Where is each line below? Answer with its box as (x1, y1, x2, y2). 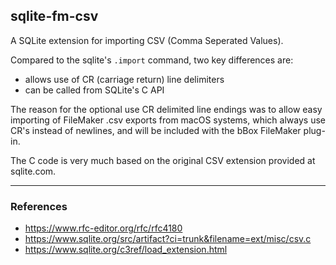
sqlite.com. (10, 165, 57, 177)
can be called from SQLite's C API (24, 84, 165, 96)
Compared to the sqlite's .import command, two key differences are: (10, 54, 294, 66)
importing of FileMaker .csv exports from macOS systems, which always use (10, 114, 326, 126)
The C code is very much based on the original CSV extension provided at (10, 154, 316, 166)
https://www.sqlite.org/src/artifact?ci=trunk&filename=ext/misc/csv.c (24, 233, 312, 245)
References (10, 199, 68, 213)
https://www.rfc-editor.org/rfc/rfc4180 (24, 222, 183, 234)
